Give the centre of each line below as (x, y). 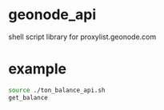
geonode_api (52, 15)
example (38, 69)
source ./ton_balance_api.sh (57, 90)
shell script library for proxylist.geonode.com (82, 37)
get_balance (28, 97)
